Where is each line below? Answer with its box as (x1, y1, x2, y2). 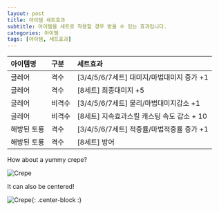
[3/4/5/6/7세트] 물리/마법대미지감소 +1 (77, 98, 200, 108)
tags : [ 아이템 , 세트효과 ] (7, 36, 72, 43)
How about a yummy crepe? (7, 156, 88, 164)
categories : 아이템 (7, 29, 59, 37)
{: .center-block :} (31, 196, 82, 204)
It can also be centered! (7, 183, 75, 191)
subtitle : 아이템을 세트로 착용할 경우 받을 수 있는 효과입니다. (7, 23, 167, 30)
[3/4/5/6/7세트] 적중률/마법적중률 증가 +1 (77, 125, 209, 134)
